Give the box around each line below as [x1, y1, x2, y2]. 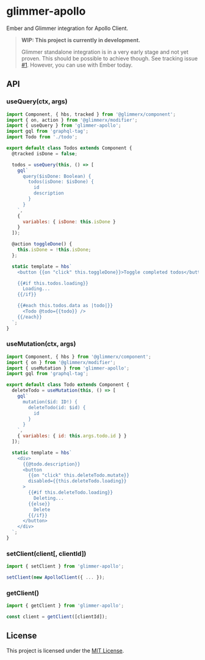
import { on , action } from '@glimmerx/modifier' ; [6, 117, 138, 123]
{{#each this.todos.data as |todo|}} [17, 303, 113, 309]
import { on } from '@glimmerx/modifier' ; [6, 359, 116, 365]
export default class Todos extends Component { [6, 145, 132, 151]
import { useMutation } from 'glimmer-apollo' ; [6, 365, 130, 371]
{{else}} [28, 500, 51, 507]
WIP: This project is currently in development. [21, 36, 140, 43]
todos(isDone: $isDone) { [28, 179, 95, 185]
